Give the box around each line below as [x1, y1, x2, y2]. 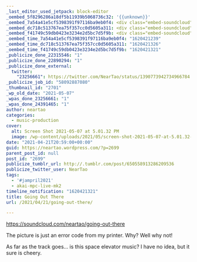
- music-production [11, 118, 59, 124]
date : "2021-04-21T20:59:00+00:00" [6, 139, 93, 145]
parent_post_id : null [6, 150, 59, 156]
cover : [6, 123, 22, 129]
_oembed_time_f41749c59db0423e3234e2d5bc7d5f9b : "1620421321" [6, 47, 161, 53]
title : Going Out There [6, 194, 64, 200]
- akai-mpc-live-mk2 [11, 183, 62, 189]
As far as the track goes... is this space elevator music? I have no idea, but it [6, 243, 190, 250]
